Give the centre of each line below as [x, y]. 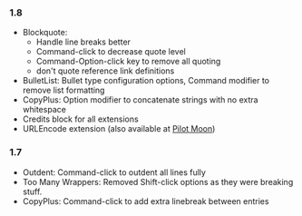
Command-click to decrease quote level [111, 52]
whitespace [44, 110]
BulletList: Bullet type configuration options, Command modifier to [146, 81]
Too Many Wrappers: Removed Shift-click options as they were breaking [158, 182]
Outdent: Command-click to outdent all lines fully [114, 172]
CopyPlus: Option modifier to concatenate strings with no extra [140, 100]
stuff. [32, 191]
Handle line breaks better [83, 42]
